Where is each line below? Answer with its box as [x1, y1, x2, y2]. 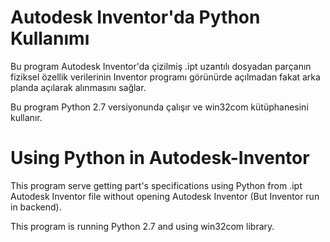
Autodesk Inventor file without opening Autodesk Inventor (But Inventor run [10, 190, 320, 202]
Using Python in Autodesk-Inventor [10, 147, 310, 170]
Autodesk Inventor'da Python [10, 6, 261, 29]
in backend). [10, 201, 62, 213]
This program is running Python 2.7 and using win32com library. [10, 220, 275, 232]
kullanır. [10, 111, 43, 123]
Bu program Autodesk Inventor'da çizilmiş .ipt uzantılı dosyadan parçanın [10, 60, 312, 72]
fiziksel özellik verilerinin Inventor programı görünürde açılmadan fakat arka [10, 71, 321, 83]
